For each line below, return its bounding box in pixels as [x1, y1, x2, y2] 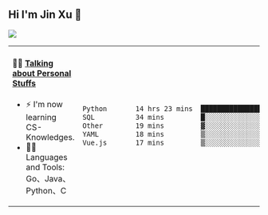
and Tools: [26, 161, 65, 173]
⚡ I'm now [26, 99, 64, 110]
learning [26, 112, 57, 123]
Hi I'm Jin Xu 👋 [8, 8, 82, 22]
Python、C [26, 185, 67, 197]
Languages [26, 152, 68, 163]
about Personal [12, 68, 72, 79]
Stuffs [12, 78, 37, 89]
